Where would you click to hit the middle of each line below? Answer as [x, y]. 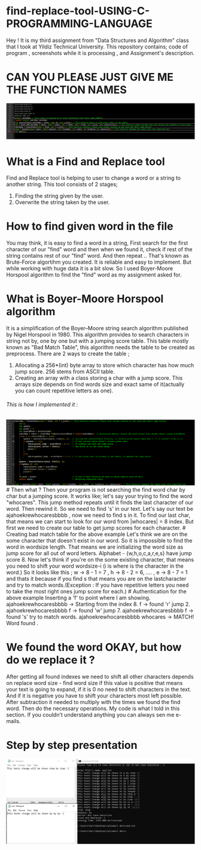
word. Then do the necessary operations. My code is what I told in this [93, 708]
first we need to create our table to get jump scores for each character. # [96, 528]
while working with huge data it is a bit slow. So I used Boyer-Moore [90, 269]
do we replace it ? [51, 660]
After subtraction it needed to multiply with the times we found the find [93, 702]
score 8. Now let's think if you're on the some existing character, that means [100, 560]
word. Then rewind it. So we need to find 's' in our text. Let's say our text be [100, 509]
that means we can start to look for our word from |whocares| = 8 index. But [100, 522]
